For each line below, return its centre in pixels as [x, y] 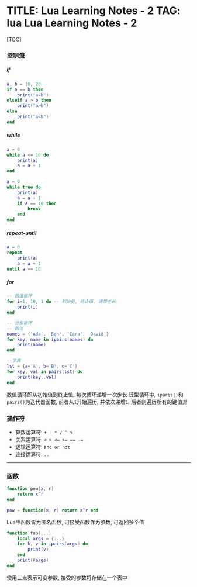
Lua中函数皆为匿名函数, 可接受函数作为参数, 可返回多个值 [75, 522]
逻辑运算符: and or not [43, 447]
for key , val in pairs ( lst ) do [45, 372]
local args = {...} [41, 538]
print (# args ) [33, 560]
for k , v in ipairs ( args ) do [53, 544]
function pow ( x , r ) [30, 489]
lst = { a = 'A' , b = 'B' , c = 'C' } [42, 367]
